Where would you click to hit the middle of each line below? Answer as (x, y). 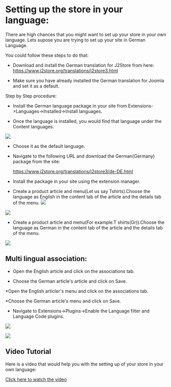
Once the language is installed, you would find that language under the (87, 121)
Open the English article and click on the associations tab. (74, 271)
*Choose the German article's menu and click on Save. (63, 301)
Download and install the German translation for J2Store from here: (83, 65)
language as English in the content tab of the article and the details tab (87, 197)
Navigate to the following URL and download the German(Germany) (84, 156)
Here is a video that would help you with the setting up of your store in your (84, 364)
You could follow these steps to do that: (47, 55)
